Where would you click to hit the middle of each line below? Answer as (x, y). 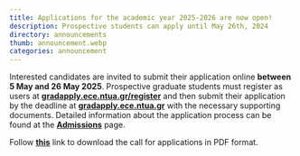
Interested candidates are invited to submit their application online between (150, 77)
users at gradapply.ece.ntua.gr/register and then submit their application (148, 96)
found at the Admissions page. (68, 125)
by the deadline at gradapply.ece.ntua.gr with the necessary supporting (145, 106)
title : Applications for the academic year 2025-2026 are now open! (141, 18)
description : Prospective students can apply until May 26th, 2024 (139, 26)
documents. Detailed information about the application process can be (141, 115)
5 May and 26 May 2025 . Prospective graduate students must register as (146, 87)
